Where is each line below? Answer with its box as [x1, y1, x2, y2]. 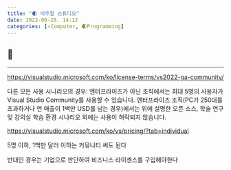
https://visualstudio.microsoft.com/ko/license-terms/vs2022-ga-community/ [7, 73, 224, 81]
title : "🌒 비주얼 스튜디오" [7, 10, 80, 17]
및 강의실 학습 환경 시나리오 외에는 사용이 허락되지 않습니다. [7, 113, 167, 121]
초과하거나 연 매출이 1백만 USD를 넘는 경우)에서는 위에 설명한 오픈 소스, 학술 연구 [7, 105, 224, 113]
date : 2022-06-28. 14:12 [7, 17, 78, 23]
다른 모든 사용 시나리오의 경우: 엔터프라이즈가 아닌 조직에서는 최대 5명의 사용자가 [7, 87, 223, 96]
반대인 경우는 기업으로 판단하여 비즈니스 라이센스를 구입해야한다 [7, 156, 179, 164]
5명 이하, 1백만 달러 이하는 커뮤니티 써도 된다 [7, 141, 127, 149]
